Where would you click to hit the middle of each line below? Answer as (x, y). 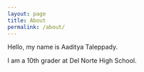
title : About (27, 20)
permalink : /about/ (36, 27)
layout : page (27, 14)
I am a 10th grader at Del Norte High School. (72, 61)
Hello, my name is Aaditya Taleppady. (63, 47)
